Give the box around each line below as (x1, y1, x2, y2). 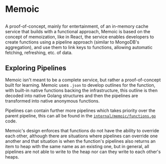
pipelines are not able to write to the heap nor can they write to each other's (5, 149, 161, 155)
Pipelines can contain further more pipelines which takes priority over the (5, 108, 156, 113)
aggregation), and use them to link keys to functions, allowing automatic (5, 44, 153, 50)
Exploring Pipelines (5, 63, 67, 72)
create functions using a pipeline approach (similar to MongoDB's (5, 39, 140, 45)
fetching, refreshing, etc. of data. (5, 50, 73, 55)
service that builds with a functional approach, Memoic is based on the (5, 28, 151, 34)
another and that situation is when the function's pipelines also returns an (5, 138, 156, 144)
